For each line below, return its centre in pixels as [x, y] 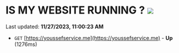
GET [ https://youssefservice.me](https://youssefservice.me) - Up [93, 38]
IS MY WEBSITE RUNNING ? [75, 10]
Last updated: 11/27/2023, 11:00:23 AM [55, 26]
